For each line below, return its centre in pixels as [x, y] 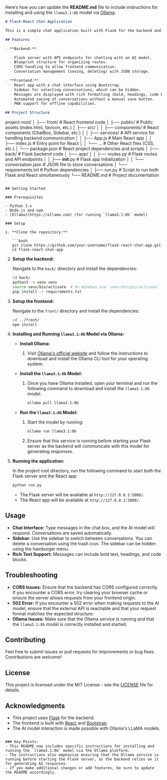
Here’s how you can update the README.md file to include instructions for [82, 7]
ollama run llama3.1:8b [52, 431]
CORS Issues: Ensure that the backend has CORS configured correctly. [85, 587]
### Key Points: [22, 742]
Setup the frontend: [33, 301]
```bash [20, 241]
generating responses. [50, 452]
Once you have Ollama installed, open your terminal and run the [92, 383]
